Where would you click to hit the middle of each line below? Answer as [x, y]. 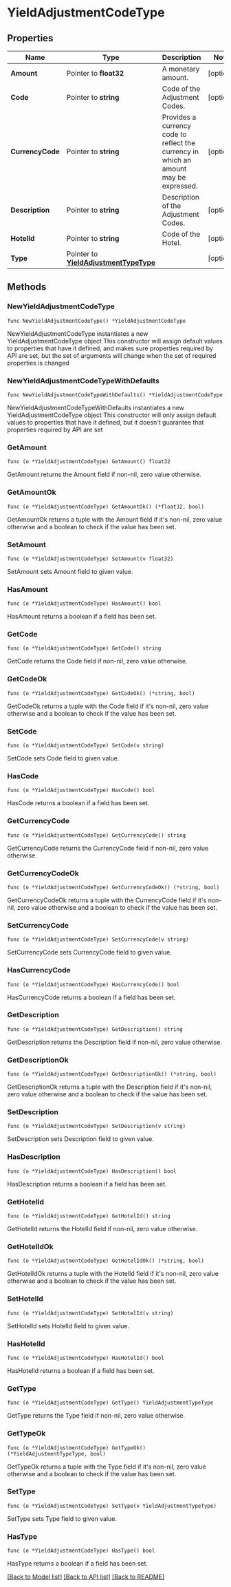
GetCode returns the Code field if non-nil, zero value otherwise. [97, 661]
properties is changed [38, 363]
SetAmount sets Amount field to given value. [70, 571]
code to [174, 134]
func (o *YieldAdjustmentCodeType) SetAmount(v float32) [90, 559]
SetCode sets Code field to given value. [63, 758]
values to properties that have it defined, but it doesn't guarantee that [106, 422]
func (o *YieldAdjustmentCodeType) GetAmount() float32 [89, 462]
